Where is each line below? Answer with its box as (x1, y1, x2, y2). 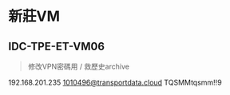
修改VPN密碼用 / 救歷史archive (27, 61, 130, 71)
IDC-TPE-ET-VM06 (8, 39, 105, 53)
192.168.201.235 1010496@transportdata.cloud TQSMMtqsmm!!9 (8, 77, 222, 87)
